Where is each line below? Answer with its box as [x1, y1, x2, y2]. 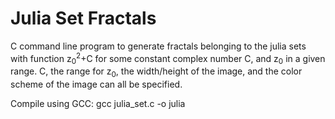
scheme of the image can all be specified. [10, 78, 183, 91]
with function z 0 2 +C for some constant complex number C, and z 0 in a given [10, 50, 326, 67]
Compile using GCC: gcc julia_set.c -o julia [10, 98, 186, 110]
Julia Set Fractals [10, 7, 157, 30]
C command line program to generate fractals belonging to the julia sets [10, 40, 307, 52]
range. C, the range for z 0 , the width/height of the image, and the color [10, 65, 303, 80]
